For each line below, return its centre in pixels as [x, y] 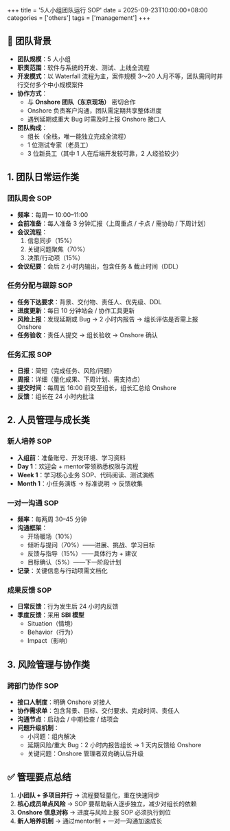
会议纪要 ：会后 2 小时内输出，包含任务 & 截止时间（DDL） [100, 266]
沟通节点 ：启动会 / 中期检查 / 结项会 [68, 719]
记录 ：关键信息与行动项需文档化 [62, 571]
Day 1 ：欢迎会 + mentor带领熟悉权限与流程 [78, 466]
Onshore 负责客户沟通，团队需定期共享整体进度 [94, 110]
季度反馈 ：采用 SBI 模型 [50, 615]
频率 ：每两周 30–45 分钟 [52, 519]
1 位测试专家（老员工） [60, 145]
